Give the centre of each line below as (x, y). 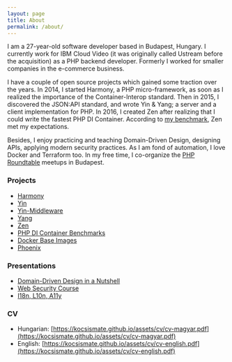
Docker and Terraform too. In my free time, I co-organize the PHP (101, 155)
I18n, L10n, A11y (39, 295)
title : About (26, 20)
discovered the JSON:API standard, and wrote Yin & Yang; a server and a (112, 105)
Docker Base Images (47, 240)
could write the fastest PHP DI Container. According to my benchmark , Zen (115, 119)
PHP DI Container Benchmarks (61, 233)
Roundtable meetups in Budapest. (56, 163)
